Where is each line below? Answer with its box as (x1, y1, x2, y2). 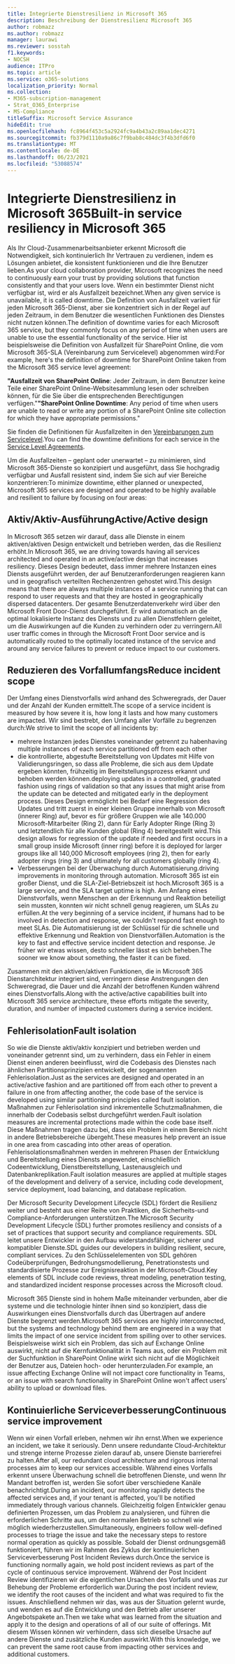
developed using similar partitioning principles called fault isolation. (7, 1096, 201, 1104)
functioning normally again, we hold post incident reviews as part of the (7, 1560, 214, 1569)
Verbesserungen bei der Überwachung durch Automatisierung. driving (17, 864, 219, 872)
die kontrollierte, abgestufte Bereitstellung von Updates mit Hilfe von (17, 752, 215, 761)
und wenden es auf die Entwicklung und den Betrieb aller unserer (7, 1605, 196, 1613)
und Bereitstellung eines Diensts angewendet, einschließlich (7, 1155, 180, 1164)
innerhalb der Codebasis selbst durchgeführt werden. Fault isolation (7, 1110, 202, 1119)
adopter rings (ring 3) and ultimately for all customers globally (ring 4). (17, 857, 221, 865)
